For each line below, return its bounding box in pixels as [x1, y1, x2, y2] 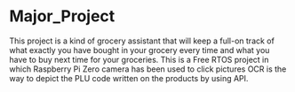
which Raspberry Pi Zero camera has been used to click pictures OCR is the [9, 64, 287, 74]
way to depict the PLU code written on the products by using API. [9, 73, 249, 83]
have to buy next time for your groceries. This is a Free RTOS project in [9, 54, 269, 65]
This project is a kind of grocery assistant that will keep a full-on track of [9, 35, 275, 46]
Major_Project [9, 6, 116, 27]
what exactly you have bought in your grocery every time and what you [9, 44, 270, 55]
